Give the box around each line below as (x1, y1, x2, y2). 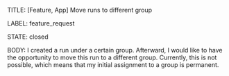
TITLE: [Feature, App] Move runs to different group (7, 6, 153, 14)
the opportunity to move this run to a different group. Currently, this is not (7, 53, 217, 61)
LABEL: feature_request (7, 19, 75, 27)
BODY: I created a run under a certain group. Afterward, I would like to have (7, 46, 223, 54)
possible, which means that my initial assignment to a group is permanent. (7, 61, 219, 68)
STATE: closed (7, 32, 49, 41)
